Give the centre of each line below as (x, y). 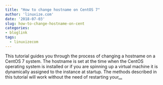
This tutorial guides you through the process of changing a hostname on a (80, 56)
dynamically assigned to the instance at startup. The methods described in (81, 72)
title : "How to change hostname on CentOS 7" (52, 10)
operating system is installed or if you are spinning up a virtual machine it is (81, 66)
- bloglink (16, 33)
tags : (11, 38)
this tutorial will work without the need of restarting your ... (64, 77)
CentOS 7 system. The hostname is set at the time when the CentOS (74, 61)
